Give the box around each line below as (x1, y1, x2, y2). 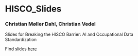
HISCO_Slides (5, 3, 62, 14)
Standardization (5, 37, 37, 42)
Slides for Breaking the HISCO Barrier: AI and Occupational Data (5, 31, 134, 37)
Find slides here (5, 46, 37, 52)
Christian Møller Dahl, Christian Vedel (5, 21, 96, 28)
